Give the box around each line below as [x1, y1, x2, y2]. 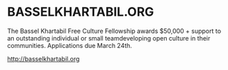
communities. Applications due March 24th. [7, 41, 132, 49]
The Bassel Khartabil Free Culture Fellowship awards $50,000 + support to [7, 27, 221, 35]
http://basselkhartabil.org [7, 54, 80, 62]
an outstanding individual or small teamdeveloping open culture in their [7, 34, 211, 42]
